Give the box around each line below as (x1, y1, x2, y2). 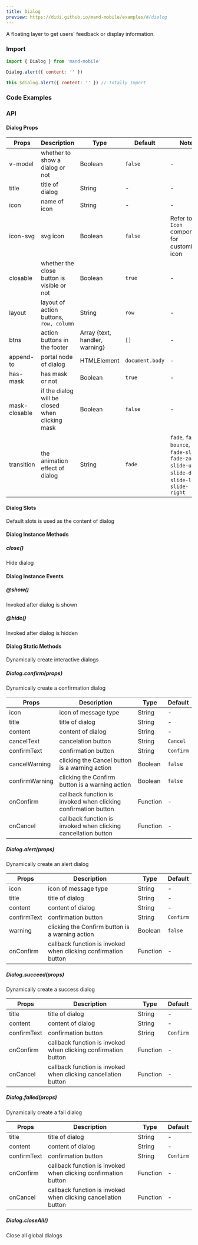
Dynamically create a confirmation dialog (6, 684, 106, 691)
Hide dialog (6, 559, 34, 566)
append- (9, 353, 34, 361)
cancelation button (59, 737, 111, 745)
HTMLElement (80, 357, 120, 365)
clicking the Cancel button (59, 756, 132, 764)
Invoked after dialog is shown (6, 601, 78, 608)
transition (9, 460, 35, 469)
